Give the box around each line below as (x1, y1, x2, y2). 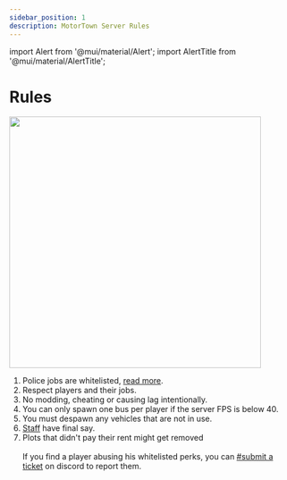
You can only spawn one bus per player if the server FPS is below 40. (21, 404, 279, 415)
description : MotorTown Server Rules (9, 21, 150, 30)
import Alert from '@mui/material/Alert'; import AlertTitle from (9, 46, 237, 56)
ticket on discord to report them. (21, 461, 141, 472)
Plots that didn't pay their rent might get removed (21, 433, 204, 443)
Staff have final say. (21, 423, 96, 434)
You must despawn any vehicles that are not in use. (21, 413, 213, 425)
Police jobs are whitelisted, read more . (21, 375, 164, 386)
